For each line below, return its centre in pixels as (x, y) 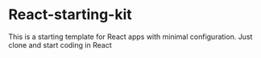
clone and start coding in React (60, 44)
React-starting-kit (70, 15)
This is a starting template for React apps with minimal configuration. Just (130, 37)
